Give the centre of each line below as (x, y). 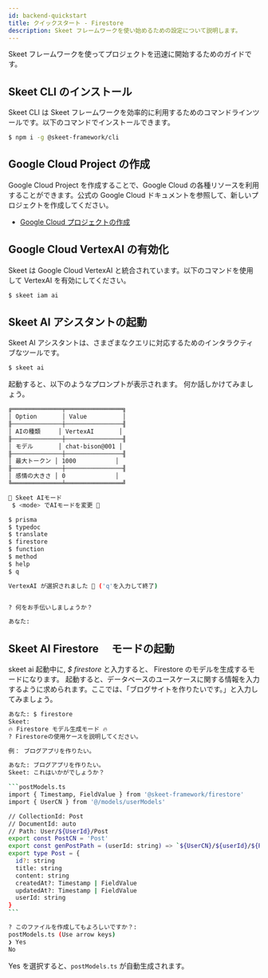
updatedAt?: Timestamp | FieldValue (76, 890)
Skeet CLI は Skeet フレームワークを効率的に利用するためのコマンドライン (130, 112)
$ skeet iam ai (33, 295)
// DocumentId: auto (43, 824)
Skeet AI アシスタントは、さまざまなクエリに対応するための (106, 343)
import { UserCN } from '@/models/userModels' (87, 802)
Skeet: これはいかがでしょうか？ (57, 773)
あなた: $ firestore (41, 715)
